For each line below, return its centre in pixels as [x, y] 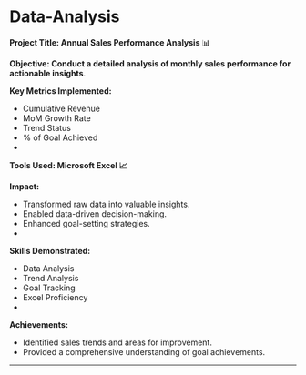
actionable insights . [48, 73]
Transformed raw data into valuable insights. [106, 204]
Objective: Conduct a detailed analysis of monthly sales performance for [150, 63]
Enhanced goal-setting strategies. [86, 223]
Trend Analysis [51, 278]
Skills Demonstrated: [50, 250]
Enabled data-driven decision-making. [94, 213]
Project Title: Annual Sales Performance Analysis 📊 [110, 42]
